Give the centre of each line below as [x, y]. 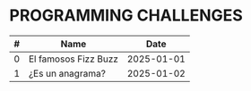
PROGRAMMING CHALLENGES [126, 16]
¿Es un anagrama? [67, 73]
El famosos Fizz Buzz [74, 59]
